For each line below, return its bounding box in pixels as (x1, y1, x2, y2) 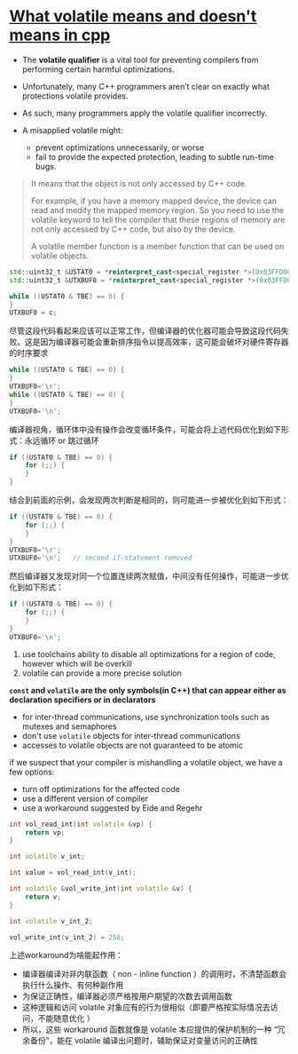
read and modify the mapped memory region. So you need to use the (30, 204, 285, 215)
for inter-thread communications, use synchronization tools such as (21, 711, 270, 722)
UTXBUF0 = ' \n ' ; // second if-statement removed (9, 553, 192, 563)
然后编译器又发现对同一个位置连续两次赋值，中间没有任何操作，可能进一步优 (9, 571, 289, 582)
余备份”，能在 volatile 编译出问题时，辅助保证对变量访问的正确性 (21, 1035, 259, 1046)
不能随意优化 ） (37, 1013, 95, 1024)
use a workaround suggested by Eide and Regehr (21, 802, 203, 813)
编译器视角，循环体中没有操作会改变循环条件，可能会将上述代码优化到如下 (9, 424, 281, 434)
